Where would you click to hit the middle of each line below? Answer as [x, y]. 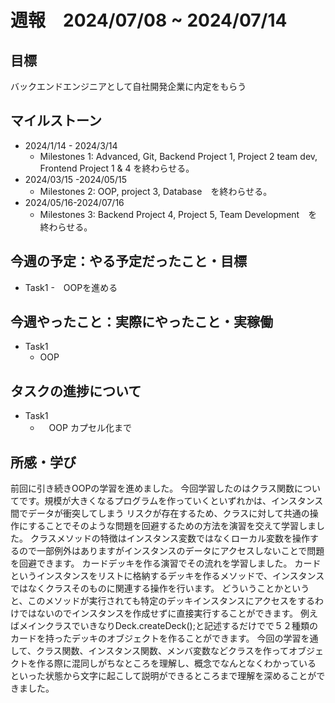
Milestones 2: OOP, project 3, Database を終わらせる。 [156, 191]
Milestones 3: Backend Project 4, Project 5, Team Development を [178, 214]
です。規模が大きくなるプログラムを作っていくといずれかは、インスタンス [171, 501]
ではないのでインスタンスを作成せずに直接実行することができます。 [158, 613]
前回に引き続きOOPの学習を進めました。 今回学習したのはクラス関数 [152, 488]
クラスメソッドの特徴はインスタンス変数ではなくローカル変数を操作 [170, 538]
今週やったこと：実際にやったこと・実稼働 [141, 322]
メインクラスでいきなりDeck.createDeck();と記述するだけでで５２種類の [168, 626]
